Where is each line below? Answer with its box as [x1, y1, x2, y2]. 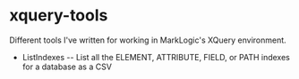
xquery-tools [9, 5, 108, 26]
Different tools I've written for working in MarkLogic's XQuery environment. [9, 35, 286, 45]
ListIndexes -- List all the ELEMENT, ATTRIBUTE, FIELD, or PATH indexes [21, 51, 291, 62]
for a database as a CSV [21, 61, 112, 72]
